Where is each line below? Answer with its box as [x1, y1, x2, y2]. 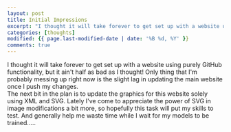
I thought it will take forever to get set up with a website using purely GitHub [7, 61, 222, 68]
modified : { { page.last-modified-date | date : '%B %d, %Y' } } [7, 36, 189, 42]
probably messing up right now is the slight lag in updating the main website [7, 75, 223, 83]
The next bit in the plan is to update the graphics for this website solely [7, 90, 208, 98]
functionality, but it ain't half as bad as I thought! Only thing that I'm [7, 68, 198, 76]
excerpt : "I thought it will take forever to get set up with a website [7, 23, 220, 29]
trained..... [7, 119, 36, 127]
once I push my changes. [7, 83, 79, 90]
